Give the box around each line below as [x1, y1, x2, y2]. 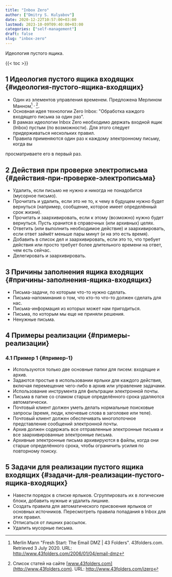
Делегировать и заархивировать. [12, 253, 87, 259]
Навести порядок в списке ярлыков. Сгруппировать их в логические [12, 492, 165, 499]
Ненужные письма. [12, 316, 55, 322]
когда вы [12, 141, 32, 147]
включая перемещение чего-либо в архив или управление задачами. [12, 382, 166, 388]
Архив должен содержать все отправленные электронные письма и [12, 426, 164, 432]
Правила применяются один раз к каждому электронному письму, [12, 135, 160, 141]
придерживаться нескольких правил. [12, 130, 95, 136]
